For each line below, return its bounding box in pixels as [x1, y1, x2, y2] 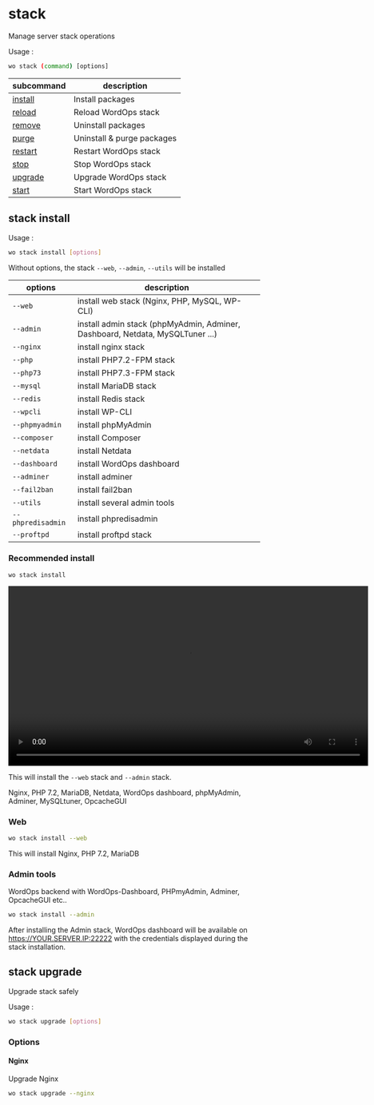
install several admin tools [77, 497, 175, 508]
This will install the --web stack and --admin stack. [8, 772, 172, 781]
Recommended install [8, 553, 95, 564]
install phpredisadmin [77, 513, 158, 524]
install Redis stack [77, 393, 145, 404]
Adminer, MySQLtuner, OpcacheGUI [8, 796, 127, 805]
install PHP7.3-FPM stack [77, 367, 176, 378]
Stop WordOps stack [73, 158, 152, 169]
